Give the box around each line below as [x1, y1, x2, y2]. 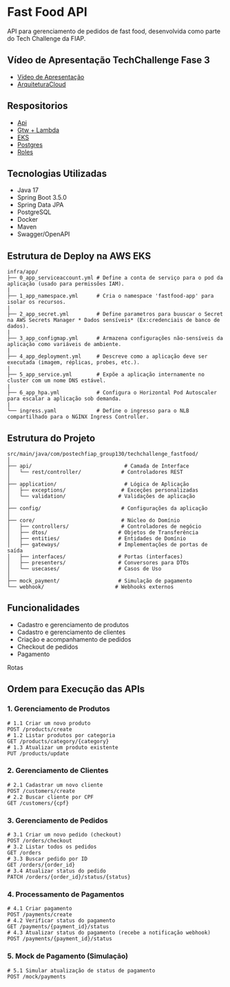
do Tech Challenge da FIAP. [7, 34, 86, 42]
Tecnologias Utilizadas [7, 167, 107, 180]
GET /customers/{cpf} [7, 799, 70, 807]
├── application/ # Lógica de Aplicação [7, 481, 189, 488]
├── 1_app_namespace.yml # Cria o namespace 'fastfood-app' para [7, 293, 214, 300]
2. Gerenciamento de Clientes [7, 766, 109, 776]
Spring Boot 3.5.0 [17, 193, 67, 202]
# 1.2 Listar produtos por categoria [7, 731, 116, 739]
